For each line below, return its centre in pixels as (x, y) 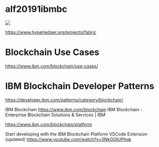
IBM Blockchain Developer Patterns (80, 86)
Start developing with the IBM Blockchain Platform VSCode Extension (77, 134)
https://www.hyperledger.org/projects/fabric (51, 32)
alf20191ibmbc (36, 9)
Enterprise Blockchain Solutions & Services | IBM (55, 115)
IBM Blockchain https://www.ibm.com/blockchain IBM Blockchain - (74, 109)
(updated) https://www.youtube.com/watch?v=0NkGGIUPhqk (68, 139)
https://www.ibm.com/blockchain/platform (49, 124)
